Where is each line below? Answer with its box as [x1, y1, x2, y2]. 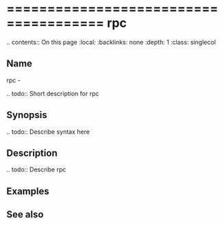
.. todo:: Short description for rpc [6, 89, 99, 97]
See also [6, 209, 44, 220]
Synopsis [6, 109, 47, 121]
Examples [6, 185, 49, 197]
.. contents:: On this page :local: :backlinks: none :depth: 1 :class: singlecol [6, 38, 216, 46]
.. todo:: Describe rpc [6, 165, 66, 174]
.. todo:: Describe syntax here [6, 128, 90, 136]
